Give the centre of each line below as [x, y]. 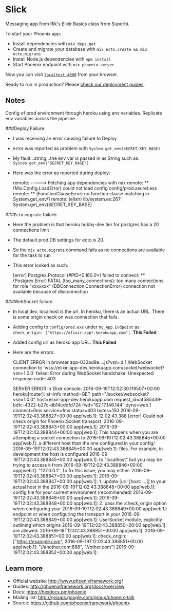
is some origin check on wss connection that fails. [66, 317]
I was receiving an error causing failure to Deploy [65, 138]
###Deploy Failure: [25, 128]
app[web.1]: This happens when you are [116, 432]
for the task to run [32, 255]
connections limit [31, 230]
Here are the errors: [34, 352]
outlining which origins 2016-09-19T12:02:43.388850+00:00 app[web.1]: [90, 525]
